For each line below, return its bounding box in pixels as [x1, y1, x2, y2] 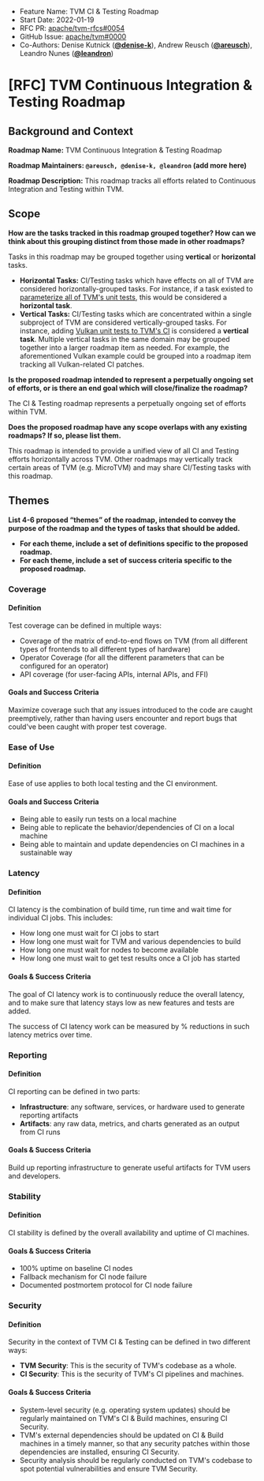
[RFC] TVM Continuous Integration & [8, 77, 253, 94]
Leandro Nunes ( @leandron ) [19, 49, 114, 58]
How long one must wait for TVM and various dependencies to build [19, 937, 242, 946]
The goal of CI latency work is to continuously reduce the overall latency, [8, 989, 245, 998]
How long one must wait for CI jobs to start [19, 928, 159, 938]
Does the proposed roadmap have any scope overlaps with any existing [8, 422, 247, 431]
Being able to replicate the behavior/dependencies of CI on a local [19, 823, 235, 833]
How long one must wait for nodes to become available [19, 945, 199, 955]
